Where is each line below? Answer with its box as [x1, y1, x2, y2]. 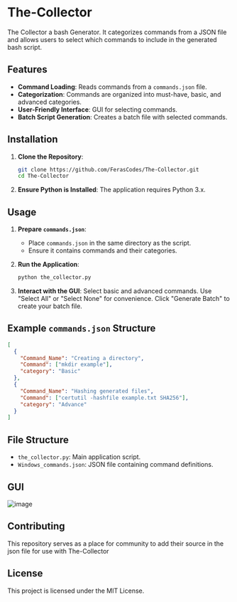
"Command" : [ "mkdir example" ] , [20, 361, 113, 369]
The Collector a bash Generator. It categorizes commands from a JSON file [7, 28, 227, 36]
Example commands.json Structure [7, 322, 156, 334]
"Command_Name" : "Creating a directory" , [20, 354, 144, 361]
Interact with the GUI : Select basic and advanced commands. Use [17, 287, 212, 295]
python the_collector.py [17, 274, 92, 281]
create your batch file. [17, 302, 83, 310]
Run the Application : [17, 260, 79, 269]
